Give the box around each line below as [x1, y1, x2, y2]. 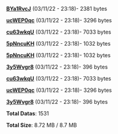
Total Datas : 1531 [6, 110, 49, 117]
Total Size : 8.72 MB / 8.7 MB [6, 121, 77, 129]
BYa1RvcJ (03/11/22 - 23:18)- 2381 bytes [6, 5, 107, 12]
